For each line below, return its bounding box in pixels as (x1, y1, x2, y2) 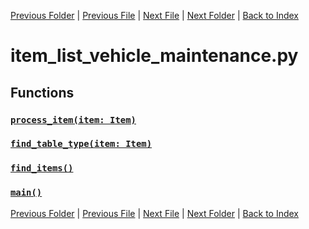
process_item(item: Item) (10, 114, 137, 125)
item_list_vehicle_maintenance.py (10, 45, 299, 67)
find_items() (10, 163, 74, 174)
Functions (10, 84, 75, 101)
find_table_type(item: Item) (10, 138, 153, 150)
